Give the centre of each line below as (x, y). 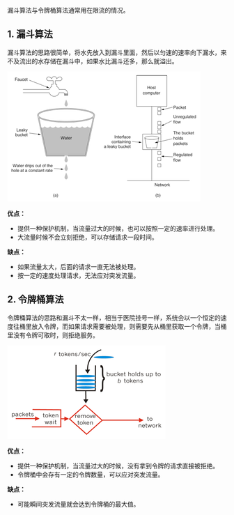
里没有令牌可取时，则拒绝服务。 (53, 335)
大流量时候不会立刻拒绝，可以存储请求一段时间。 (87, 237)
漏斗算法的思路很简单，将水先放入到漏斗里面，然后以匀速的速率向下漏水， (114, 52)
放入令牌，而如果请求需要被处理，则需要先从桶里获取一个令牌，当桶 (129, 326)
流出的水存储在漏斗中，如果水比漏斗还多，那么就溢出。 (99, 61)
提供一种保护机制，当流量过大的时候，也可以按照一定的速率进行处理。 (118, 228)
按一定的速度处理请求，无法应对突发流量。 (78, 275)
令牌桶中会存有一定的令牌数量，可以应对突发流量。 (91, 474)
